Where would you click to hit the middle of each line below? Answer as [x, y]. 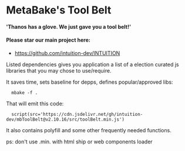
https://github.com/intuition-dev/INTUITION [67, 53]
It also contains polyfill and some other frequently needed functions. [89, 130]
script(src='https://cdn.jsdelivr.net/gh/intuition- [77, 114]
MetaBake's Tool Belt [59, 10]
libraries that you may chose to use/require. [59, 70]
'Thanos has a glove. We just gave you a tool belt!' [68, 26]
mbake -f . [25, 92]
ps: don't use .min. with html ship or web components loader [79, 142]
